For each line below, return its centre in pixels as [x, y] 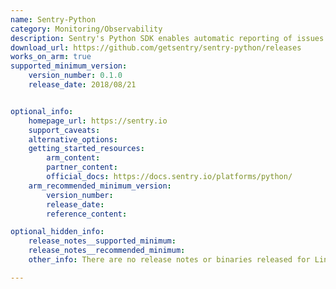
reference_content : [87, 214]
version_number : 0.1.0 [75, 76]
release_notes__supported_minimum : [102, 241]
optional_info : [42, 111]
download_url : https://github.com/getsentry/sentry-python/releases [156, 47]
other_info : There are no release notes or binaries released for [169, 260]
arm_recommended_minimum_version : [100, 186]
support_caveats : [64, 130]
